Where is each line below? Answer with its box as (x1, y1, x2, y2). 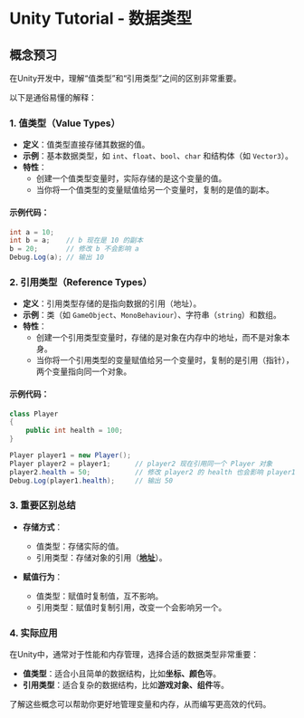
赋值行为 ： (22, 571, 63, 582)
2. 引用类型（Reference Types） (9, 275, 152, 288)
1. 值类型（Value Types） (9, 117, 120, 129)
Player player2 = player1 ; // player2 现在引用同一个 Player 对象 (9, 459, 273, 468)
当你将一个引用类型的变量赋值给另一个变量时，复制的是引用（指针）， (35, 355, 294, 366)
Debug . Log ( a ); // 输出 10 (9, 253, 105, 263)
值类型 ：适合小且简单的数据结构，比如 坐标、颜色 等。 (22, 668, 222, 679)
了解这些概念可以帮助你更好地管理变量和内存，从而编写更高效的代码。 (9, 699, 271, 710)
